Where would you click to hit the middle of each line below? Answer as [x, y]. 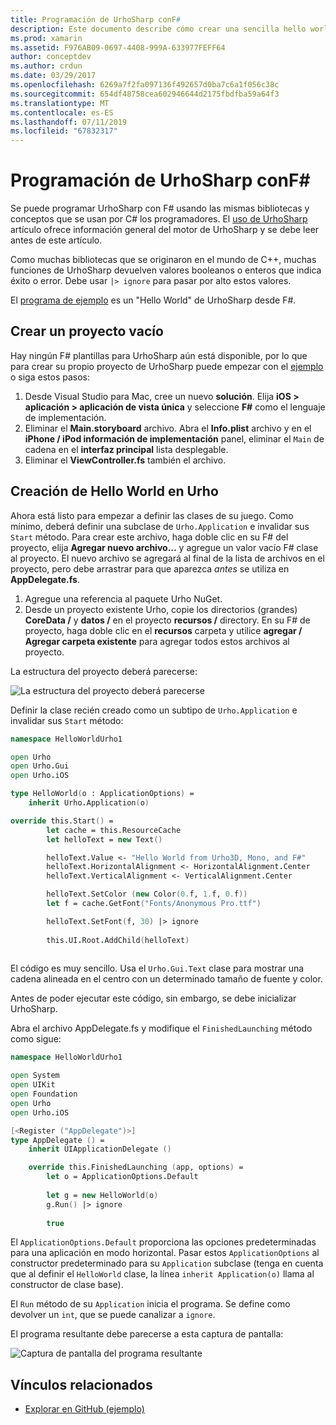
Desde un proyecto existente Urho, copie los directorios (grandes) [161, 609]
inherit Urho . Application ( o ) [89, 803]
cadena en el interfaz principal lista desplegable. [126, 449]
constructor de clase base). [67, 1285]
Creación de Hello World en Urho [114, 491]
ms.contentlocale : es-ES [62, 112]
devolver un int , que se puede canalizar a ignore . [113, 1315]
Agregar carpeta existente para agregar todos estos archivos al [157, 641]
